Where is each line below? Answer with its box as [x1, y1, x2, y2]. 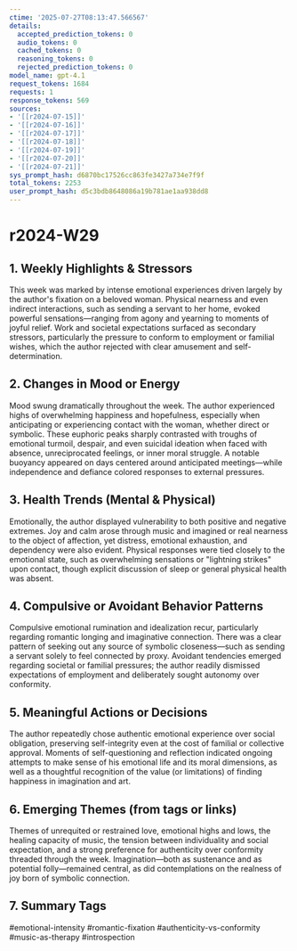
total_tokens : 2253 [9, 179, 82, 188]
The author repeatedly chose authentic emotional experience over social [9, 728, 276, 740]
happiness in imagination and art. [9, 776, 132, 787]
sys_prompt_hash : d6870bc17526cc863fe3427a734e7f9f [9, 170, 205, 179]
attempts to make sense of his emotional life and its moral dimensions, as [9, 757, 277, 767]
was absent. [9, 572, 54, 584]
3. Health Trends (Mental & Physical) [9, 492, 216, 508]
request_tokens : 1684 [9, 79, 90, 88]
